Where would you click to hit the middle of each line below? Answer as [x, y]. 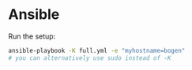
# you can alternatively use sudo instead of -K [90, 58]
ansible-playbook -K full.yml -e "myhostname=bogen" [97, 50]
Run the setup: [32, 36]
